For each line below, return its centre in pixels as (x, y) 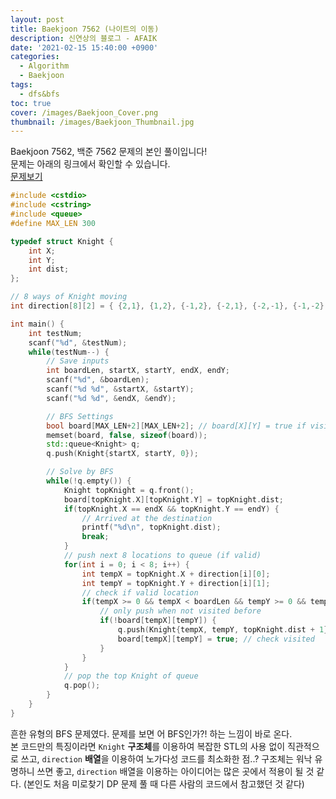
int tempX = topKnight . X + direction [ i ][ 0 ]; (176, 574)
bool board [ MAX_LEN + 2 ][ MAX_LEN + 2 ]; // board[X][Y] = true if (176, 426)
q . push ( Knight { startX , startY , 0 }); (122, 454)
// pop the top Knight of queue (131, 676)
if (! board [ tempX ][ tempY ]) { (158, 621)
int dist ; (49, 269)
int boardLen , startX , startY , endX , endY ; (138, 371)
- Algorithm (44, 66)
